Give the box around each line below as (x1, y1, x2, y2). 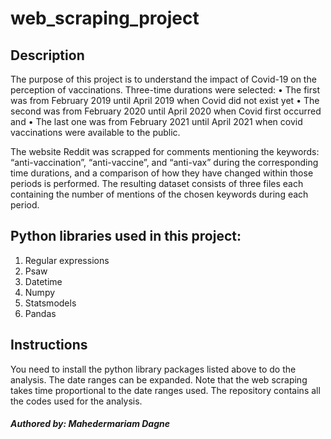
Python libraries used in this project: (10, 228, 242, 245)
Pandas (24, 307, 57, 319)
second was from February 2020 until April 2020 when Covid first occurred (10, 105, 322, 117)
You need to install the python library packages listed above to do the (10, 363, 297, 375)
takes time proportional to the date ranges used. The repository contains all (10, 384, 321, 396)
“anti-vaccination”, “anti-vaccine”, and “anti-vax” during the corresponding (10, 157, 319, 168)
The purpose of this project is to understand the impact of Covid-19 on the (10, 73, 317, 85)
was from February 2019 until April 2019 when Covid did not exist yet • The (10, 95, 320, 106)
